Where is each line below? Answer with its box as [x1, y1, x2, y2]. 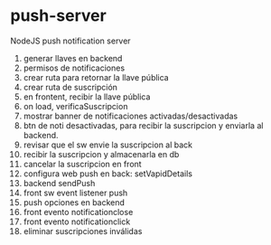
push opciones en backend [23, 196, 126, 208]
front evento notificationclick [23, 216, 131, 227]
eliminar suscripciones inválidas [23, 225, 143, 236]
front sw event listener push [23, 187, 128, 198]
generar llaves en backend [23, 52, 123, 63]
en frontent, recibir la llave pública [23, 91, 151, 102]
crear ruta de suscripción [23, 81, 118, 92]
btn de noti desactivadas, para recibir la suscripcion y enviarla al [23, 119, 264, 131]
